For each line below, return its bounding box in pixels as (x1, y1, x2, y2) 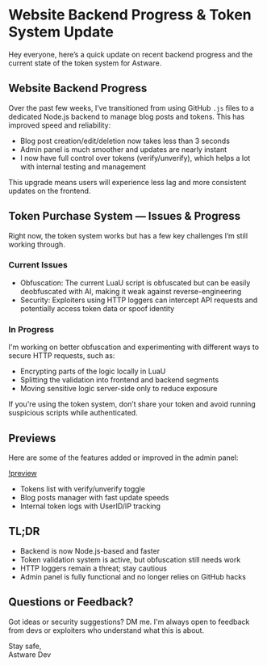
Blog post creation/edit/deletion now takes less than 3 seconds (19, 136, 230, 145)
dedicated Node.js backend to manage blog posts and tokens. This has (8, 112, 245, 121)
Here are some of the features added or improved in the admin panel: (8, 453, 239, 462)
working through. (8, 239, 66, 249)
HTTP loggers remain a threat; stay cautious (19, 563, 168, 573)
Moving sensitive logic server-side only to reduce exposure (19, 384, 218, 394)
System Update (8, 23, 115, 41)
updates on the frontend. (8, 186, 91, 196)
